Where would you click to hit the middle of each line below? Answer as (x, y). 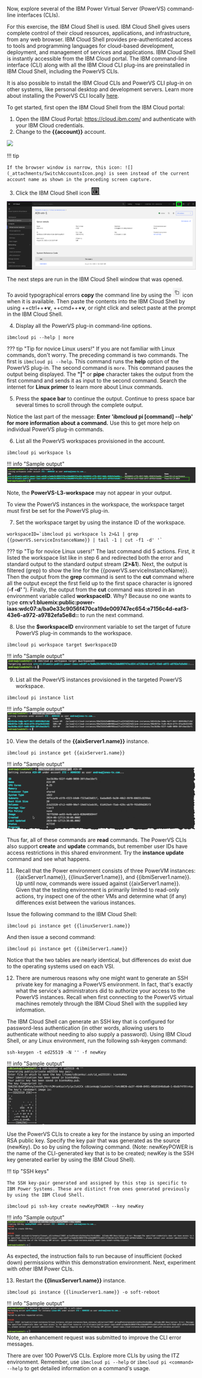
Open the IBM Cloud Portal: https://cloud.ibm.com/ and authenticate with (105, 119)
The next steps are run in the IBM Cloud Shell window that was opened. (95, 279)
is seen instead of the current (149, 174)
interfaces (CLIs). (38, 15)
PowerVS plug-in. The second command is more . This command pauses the (100, 368)
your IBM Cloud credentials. (50, 125)
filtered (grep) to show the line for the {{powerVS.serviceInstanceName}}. (98, 570)
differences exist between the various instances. (76, 902)
